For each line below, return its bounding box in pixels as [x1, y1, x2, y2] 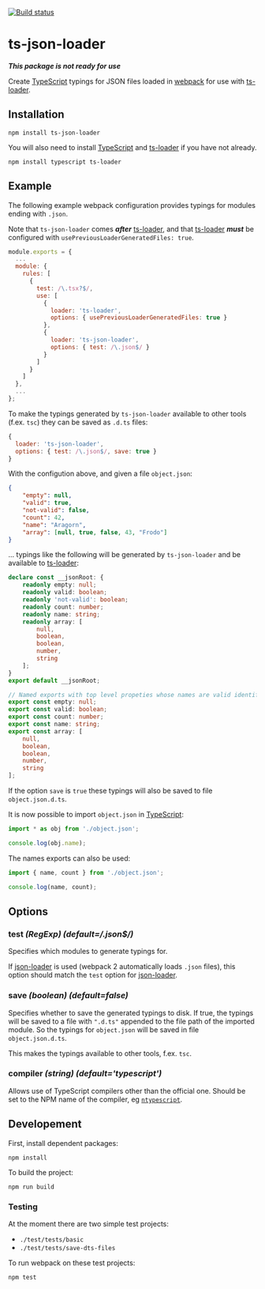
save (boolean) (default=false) [8, 990, 129, 1001]
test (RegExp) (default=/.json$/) [8, 929, 134, 940]
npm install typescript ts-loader [8, 158, 122, 166]
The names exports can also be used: [8, 854, 131, 863]
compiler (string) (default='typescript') [8, 1068, 162, 1079]
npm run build [8, 1182, 55, 1191]
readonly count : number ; [22, 603, 104, 611]
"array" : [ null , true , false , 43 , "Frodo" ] [22, 528, 168, 537]
